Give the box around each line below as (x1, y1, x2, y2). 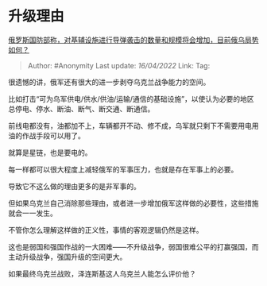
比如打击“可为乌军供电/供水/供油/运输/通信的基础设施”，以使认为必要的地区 (8, 94, 254, 103)
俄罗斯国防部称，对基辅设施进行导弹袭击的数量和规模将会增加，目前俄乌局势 (8, 35, 259, 44)
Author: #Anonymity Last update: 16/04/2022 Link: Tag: (27, 60, 211, 70)
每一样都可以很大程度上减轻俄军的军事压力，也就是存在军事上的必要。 (8, 164, 238, 174)
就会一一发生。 (8, 208, 57, 218)
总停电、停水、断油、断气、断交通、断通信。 (8, 104, 155, 114)
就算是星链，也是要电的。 (8, 148, 92, 157)
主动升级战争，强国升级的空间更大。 (8, 252, 127, 261)
